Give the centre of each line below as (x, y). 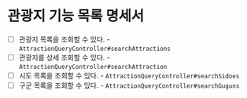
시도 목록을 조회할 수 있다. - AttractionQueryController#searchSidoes (129, 76)
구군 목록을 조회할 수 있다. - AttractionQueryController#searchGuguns (129, 85)
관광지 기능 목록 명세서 (76, 16)
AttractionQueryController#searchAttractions (94, 49)
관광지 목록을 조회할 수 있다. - (65, 39)
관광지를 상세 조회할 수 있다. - (65, 57)
